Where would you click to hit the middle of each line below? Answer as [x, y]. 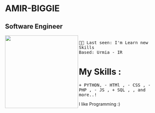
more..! [88, 95]
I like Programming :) [100, 104]
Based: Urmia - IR [101, 52]
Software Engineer [34, 26]
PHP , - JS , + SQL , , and [112, 90]
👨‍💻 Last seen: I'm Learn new [113, 42]
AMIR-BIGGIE [32, 8]
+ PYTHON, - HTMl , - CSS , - [115, 85]
